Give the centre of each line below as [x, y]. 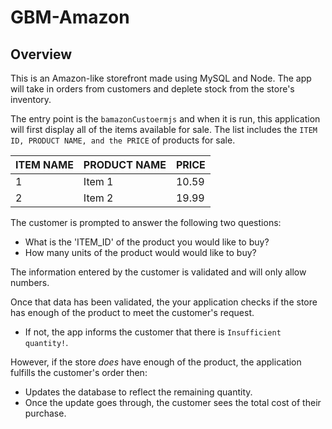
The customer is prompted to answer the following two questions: [146, 222]
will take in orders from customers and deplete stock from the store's [152, 89]
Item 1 [98, 181]
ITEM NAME [44, 164]
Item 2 [98, 198]
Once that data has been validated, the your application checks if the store [164, 302]
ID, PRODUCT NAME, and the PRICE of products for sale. [123, 140]
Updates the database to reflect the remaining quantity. [138, 392]
